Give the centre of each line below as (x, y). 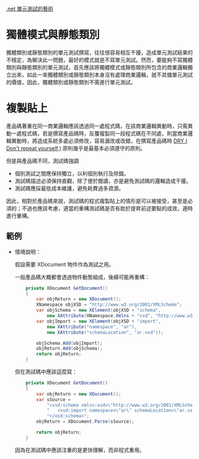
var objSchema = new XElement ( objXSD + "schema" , (99, 311)
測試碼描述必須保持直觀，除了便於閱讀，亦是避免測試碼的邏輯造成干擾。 (103, 181)
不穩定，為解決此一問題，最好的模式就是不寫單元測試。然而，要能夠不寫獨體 (99, 60)
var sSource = (54, 400)
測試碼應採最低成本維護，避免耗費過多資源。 (69, 188)
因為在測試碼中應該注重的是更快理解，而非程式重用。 (80, 449)
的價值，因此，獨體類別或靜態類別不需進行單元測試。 (71, 82)
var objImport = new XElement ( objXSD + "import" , (99, 321)
